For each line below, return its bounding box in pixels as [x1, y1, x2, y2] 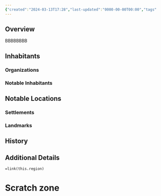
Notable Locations [5, 95, 61, 103]
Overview [5, 25, 35, 33]
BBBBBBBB [5, 38, 28, 44]
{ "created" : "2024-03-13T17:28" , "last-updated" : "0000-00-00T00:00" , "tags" [5, 7, 157, 12]
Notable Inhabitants [5, 80, 53, 86]
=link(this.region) [5, 166, 44, 171]
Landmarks [5, 122, 32, 129]
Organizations [5, 66, 39, 73]
